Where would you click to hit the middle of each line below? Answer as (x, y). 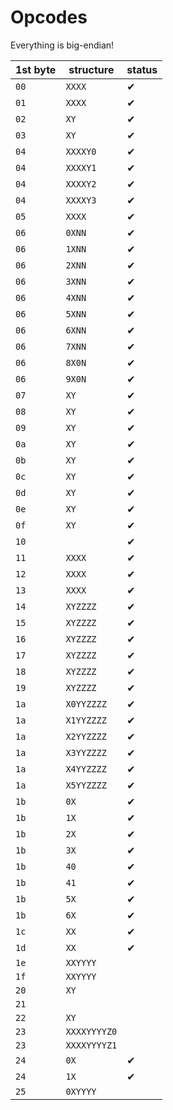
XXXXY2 (81, 184)
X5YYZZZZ (86, 785)
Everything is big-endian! (62, 45)
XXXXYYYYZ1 (91, 1045)
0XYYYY (81, 1091)
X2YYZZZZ (86, 736)
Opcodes (49, 17)
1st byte (36, 69)
